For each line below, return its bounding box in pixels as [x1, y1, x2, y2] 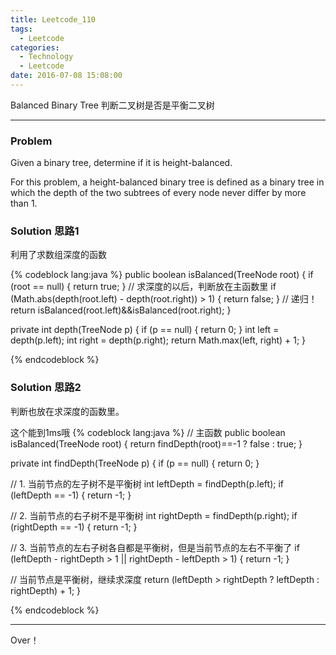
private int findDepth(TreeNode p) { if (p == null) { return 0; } [10, 457, 260, 469]
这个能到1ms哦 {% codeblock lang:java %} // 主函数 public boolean [10, 426, 286, 438]
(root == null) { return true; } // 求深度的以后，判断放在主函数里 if [10, 281, 277, 293]
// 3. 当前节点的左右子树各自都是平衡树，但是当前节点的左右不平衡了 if [10, 541, 300, 553]
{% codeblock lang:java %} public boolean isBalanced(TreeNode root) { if [10, 269, 314, 281]
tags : [10, 24, 33, 34]
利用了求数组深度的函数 [10, 249, 107, 261]
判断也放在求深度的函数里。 [10, 405, 125, 417]
